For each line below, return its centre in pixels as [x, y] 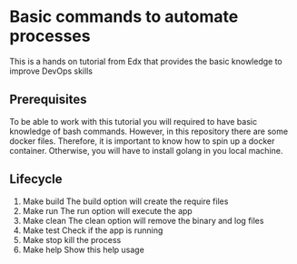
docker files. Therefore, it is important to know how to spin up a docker [142, 141]
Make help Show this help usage [84, 249]
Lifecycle [36, 179]
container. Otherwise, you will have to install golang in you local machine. [146, 150]
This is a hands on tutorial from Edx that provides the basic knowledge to [146, 61]
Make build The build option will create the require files [125, 201]
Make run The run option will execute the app [107, 210]
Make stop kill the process [72, 239]
